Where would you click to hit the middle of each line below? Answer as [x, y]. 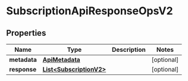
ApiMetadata [61, 60]
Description [129, 50]
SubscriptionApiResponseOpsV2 [90, 11]
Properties [26, 33]
